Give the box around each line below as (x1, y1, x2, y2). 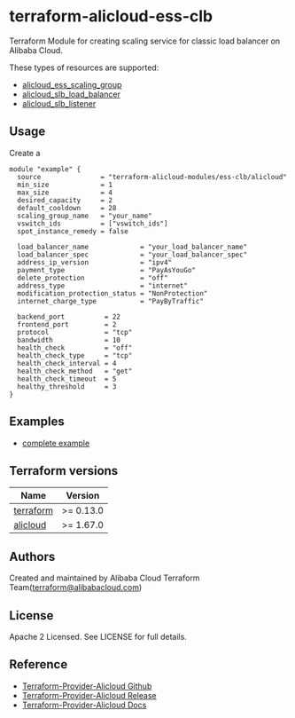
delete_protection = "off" (17, 273, 168, 282)
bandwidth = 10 (17, 335, 121, 344)
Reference (9, 657, 68, 672)
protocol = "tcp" (17, 327, 133, 336)
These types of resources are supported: (9, 62, 159, 73)
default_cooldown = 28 (17, 203, 117, 212)
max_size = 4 (17, 188, 113, 197)
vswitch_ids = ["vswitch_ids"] (17, 219, 168, 228)
